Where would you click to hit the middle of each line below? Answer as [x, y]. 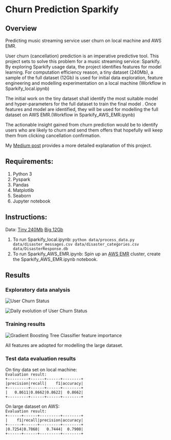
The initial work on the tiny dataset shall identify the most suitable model [82, 98]
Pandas [21, 185]
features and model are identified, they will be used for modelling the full [82, 109]
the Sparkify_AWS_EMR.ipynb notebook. [55, 259]
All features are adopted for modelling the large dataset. [64, 345]
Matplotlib [23, 190]
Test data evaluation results [40, 358]
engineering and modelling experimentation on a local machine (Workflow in [86, 83]
